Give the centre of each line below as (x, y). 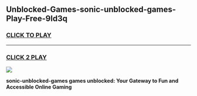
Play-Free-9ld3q (37, 19)
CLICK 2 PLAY (26, 57)
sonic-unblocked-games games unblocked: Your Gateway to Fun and (92, 80)
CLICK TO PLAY (29, 35)
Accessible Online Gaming (39, 87)
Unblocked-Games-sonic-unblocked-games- (91, 10)
